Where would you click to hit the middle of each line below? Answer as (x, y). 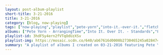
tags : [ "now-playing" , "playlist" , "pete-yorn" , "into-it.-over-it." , (75, 27)
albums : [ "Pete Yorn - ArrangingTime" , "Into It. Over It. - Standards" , (80, 32)
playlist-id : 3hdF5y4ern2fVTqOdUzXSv (43, 36)
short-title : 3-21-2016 (29, 14)
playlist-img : (19, 41)
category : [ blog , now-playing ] (37, 23)
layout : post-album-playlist (34, 9)
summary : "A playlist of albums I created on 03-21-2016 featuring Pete (80, 45)
